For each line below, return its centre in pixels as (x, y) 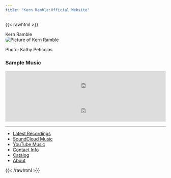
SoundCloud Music (33, 139)
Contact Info (26, 150)
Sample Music (23, 62)
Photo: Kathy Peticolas (29, 49)
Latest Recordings (32, 133)
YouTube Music (29, 144)
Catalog (21, 155)
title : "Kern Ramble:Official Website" (48, 10)
